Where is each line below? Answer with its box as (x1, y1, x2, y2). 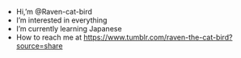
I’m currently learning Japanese (15, 24, 123, 33)
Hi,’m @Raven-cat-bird (15, 7, 93, 16)
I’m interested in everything (15, 15, 108, 25)
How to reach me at (15, 32, 82, 42)
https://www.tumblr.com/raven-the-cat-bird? (83, 32, 233, 42)
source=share (15, 41, 63, 51)
